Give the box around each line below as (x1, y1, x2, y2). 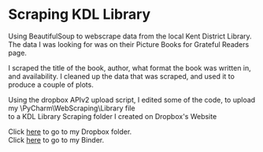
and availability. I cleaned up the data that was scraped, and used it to (8, 71, 235, 81)
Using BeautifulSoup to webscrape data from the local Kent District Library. (8, 31, 252, 41)
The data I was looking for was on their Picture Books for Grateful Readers (8, 39, 250, 49)
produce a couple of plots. (8, 80, 94, 89)
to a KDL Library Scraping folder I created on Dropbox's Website (8, 111, 217, 121)
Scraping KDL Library (8, 5, 151, 24)
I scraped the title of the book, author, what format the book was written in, (8, 63, 252, 72)
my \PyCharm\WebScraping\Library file (8, 103, 135, 113)
